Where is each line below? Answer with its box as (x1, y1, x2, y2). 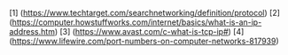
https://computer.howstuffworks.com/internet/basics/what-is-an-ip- (12, 17, 262, 27)
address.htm (9, 27, 56, 36)
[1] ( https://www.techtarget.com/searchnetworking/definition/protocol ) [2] (9, 8, 281, 18)
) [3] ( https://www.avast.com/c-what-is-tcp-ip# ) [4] (54, 27, 245, 36)
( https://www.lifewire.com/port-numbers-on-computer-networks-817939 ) (9, 35, 279, 46)
